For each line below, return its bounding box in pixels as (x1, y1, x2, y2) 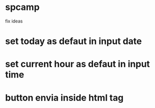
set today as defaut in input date (5, 35, 142, 47)
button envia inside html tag (5, 92, 124, 103)
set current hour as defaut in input (5, 58, 150, 70)
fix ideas (5, 18, 23, 24)
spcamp (5, 1, 40, 13)
